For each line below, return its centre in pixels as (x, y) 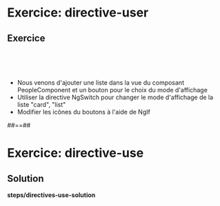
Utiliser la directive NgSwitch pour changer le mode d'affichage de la (115, 97)
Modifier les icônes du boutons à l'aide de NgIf (83, 112)
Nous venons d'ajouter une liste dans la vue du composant (101, 83)
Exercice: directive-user (78, 13)
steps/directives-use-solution (51, 195)
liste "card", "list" (41, 104)
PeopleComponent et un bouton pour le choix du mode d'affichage (112, 90)
